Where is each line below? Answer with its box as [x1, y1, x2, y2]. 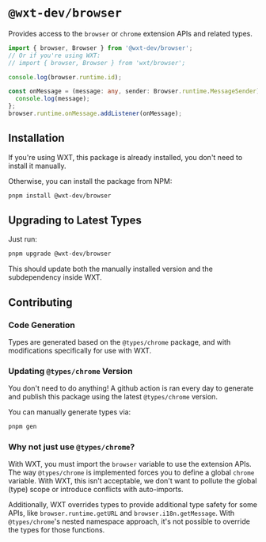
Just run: [8, 235, 38, 244]
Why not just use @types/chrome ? [8, 441, 135, 452]
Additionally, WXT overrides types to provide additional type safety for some [8, 500, 258, 510]
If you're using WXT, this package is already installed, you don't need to [8, 152, 243, 162]
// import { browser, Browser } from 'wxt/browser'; [8, 59, 186, 67]
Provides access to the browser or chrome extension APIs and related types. [8, 29, 253, 38]
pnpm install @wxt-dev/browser [8, 192, 112, 200]
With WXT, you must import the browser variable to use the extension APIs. [8, 460, 252, 469]
